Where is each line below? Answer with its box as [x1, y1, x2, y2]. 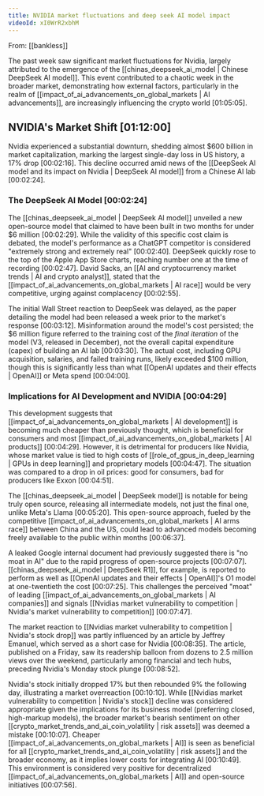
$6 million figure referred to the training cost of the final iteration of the [8, 329, 239, 338]
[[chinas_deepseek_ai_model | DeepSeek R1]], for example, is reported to [8, 565, 246, 574]
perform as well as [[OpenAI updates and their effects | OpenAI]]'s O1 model [8, 573, 256, 583]
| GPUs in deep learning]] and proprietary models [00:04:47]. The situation [8, 459, 251, 468]
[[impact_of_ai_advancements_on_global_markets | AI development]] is [8, 416, 239, 426]
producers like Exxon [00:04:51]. [8, 475, 114, 485]
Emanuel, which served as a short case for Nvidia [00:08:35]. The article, [8, 639, 247, 648]
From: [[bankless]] [8, 40, 69, 50]
